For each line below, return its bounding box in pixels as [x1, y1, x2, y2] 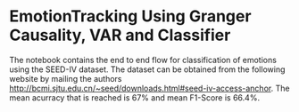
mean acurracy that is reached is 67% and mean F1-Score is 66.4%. [9, 92, 261, 103]
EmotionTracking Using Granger [9, 6, 252, 27]
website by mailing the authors [9, 73, 122, 84]
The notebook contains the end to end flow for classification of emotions [9, 54, 277, 65]
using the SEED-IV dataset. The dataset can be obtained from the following [9, 64, 286, 75]
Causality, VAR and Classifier [9, 25, 231, 45]
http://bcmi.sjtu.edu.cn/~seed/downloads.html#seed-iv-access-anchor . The [9, 83, 290, 93]
